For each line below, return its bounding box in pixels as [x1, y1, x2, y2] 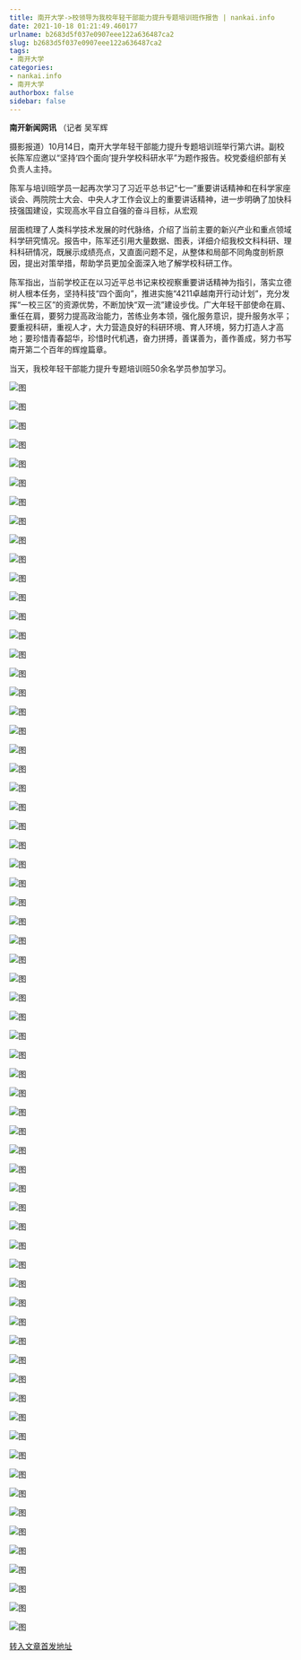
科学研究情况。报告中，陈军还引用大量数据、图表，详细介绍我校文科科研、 [9, 235, 284, 247]
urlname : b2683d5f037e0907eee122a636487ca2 [9, 30, 175, 39]
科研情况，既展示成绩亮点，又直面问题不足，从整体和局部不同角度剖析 [16, 247, 276, 258]
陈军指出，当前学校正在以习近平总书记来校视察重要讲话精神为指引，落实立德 [9, 277, 292, 288]
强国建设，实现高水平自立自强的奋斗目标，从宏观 [16, 205, 198, 216]
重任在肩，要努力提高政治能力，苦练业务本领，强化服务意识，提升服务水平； [9, 310, 292, 321]
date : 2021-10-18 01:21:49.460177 [9, 22, 139, 31]
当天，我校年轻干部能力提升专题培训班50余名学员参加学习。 [9, 363, 231, 374]
